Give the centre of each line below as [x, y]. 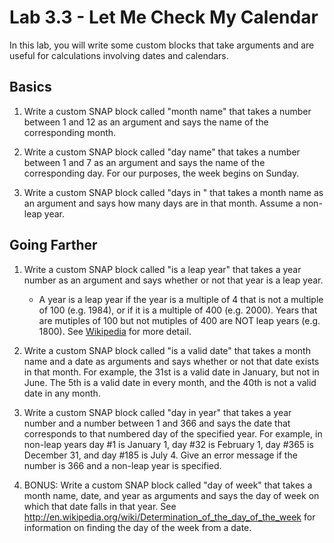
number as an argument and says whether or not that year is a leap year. [173, 280]
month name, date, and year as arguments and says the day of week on [171, 495]
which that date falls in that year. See [100, 506]
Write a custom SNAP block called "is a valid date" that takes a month [167, 350]
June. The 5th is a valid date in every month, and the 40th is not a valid [170, 382]
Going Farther [53, 245]
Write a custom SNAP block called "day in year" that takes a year [157, 412]
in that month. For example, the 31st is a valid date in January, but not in [171, 372]
